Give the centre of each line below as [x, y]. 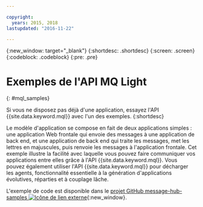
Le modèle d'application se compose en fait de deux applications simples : [99, 128]
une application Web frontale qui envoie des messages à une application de [101, 135]
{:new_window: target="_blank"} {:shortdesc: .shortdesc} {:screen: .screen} [101, 51]
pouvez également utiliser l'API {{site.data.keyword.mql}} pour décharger [97, 167]
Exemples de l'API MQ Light [76, 81]
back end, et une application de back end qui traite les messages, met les [98, 141]
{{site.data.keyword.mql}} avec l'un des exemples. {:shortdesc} [85, 116]
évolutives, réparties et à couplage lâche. [57, 179]
